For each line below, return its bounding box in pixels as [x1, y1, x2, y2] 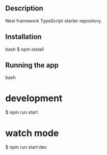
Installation [5, 33, 42, 41]
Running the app [5, 61, 59, 70]
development [5, 92, 63, 104]
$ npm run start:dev [5, 144, 47, 150]
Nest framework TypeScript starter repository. [5, 17, 102, 24]
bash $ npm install [5, 46, 44, 52]
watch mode [5, 127, 59, 139]
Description [5, 4, 43, 13]
